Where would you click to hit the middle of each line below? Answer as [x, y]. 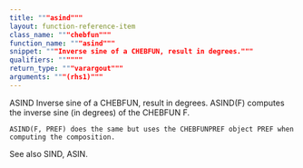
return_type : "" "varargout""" [67, 69]
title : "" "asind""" [46, 18]
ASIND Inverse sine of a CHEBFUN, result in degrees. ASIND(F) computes [147, 103]
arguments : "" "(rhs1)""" [56, 77]
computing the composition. [63, 137]
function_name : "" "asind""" [63, 43]
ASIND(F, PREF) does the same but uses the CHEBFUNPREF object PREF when [152, 129]
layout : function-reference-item [73, 26]
